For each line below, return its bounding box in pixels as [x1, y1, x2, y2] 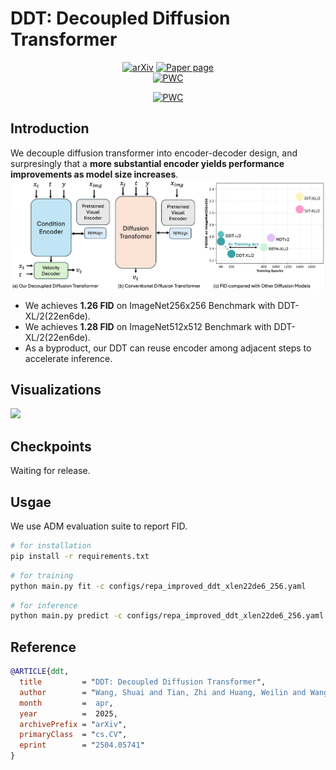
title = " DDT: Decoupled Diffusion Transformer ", [19, 677, 267, 687]
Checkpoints [10, 438, 92, 455]
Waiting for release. [10, 465, 91, 477]
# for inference [10, 600, 78, 611]
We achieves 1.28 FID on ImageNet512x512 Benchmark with [24, 320, 272, 332]
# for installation [10, 541, 92, 551]
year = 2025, [19, 708, 118, 719]
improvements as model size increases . [10, 168, 179, 180]
